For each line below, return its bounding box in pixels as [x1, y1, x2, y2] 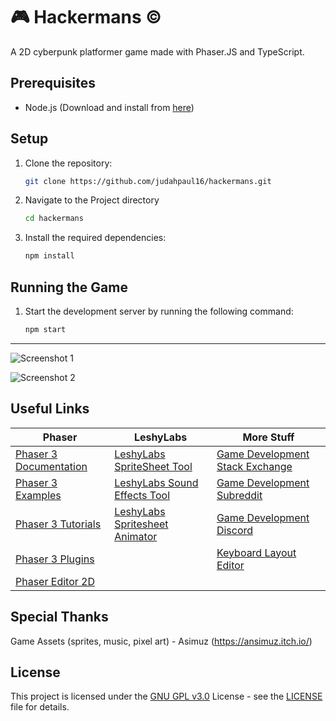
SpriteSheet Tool [114, 459, 193, 473]
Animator [114, 529, 158, 543]
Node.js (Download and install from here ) [24, 101, 195, 113]
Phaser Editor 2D [15, 574, 95, 588]
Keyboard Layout [216, 545, 297, 559]
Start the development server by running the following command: [24, 305, 294, 317]
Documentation [15, 459, 88, 473]
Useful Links [10, 400, 90, 418]
